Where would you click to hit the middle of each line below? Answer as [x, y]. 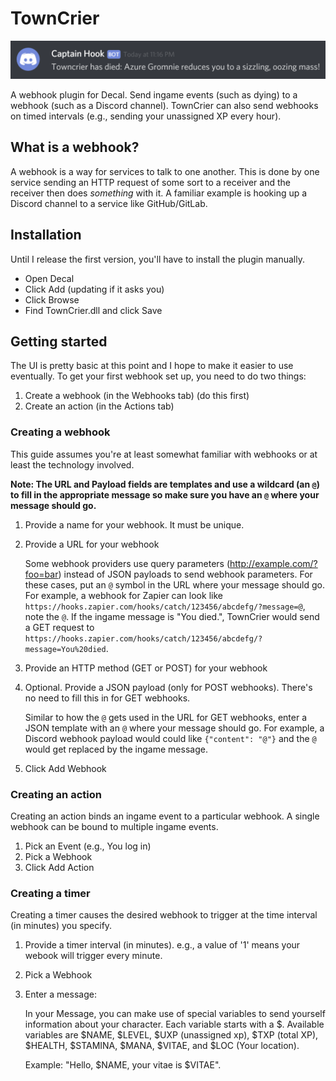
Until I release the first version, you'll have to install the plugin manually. [158, 259]
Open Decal [49, 278]
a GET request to [59, 627]
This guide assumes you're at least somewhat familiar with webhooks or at [164, 454]
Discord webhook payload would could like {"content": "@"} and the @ [170, 738]
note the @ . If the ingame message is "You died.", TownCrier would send [172, 616]
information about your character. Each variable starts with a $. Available [174, 1024]
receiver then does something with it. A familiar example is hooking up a [159, 193]
